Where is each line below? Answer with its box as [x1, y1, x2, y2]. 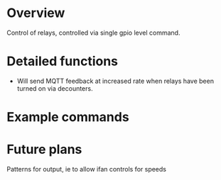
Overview [6, 5, 65, 21]
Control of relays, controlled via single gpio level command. [6, 28, 180, 37]
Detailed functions [6, 53, 119, 69]
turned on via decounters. [16, 84, 93, 93]
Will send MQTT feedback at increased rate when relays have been [16, 77, 215, 85]
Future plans [6, 142, 82, 157]
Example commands [6, 109, 129, 125]
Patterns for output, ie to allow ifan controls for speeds [6, 165, 166, 173]
